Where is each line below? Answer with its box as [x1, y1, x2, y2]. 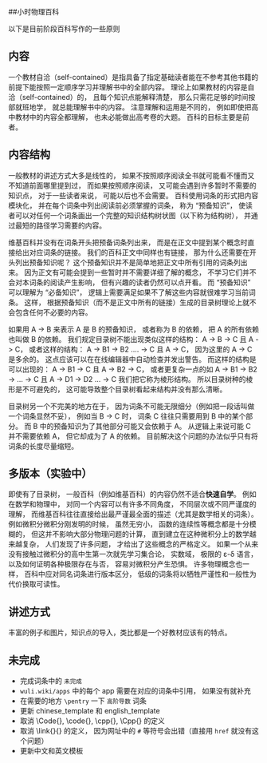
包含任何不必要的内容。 [14, 307, 92, 317]
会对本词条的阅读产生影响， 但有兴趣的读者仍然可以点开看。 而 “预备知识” [8, 277, 251, 287]
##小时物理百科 [8, 7, 60, 16]
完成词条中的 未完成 [19, 676, 82, 686]
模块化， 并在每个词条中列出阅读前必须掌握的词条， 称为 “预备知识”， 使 [8, 201, 246, 210]
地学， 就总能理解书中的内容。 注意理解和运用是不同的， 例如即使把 [29, 102, 252, 112]
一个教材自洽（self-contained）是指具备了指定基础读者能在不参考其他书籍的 [8, 72, 259, 81]
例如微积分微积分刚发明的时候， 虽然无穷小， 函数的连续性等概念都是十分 [8, 519, 249, 529]
